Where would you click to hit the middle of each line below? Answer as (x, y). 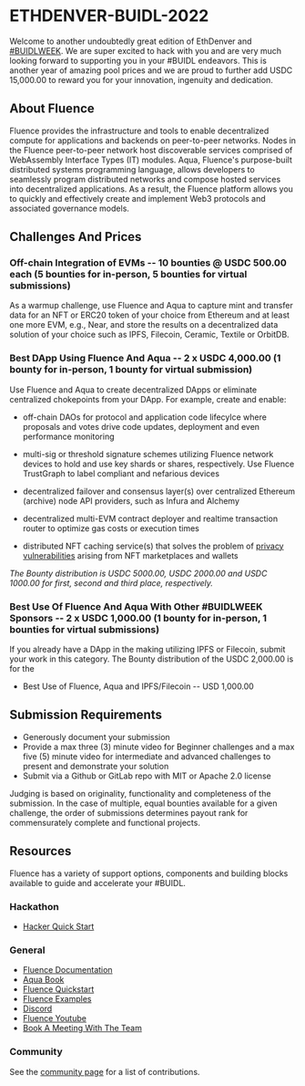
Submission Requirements (86, 715)
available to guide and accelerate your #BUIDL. (98, 882)
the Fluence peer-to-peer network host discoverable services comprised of (151, 150)
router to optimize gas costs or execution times (111, 528)
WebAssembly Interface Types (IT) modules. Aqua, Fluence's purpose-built (151, 160)
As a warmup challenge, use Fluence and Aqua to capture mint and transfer (151, 306)
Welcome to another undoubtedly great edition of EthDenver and (131, 41)
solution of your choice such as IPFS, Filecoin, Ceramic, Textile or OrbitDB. (149, 335)
